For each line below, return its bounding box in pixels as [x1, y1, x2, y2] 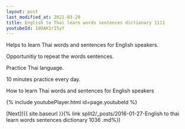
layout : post [6, 8, 38, 15]
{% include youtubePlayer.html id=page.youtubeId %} [6, 99, 138, 106]
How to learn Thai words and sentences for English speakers [6, 87, 155, 95]
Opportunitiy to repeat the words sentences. [6, 53, 114, 60]
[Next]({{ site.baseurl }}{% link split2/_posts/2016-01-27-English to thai [6, 110, 180, 117]
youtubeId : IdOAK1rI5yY [6, 25, 65, 31]
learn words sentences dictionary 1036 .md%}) [6, 117, 121, 124]
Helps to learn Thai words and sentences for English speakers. [6, 41, 159, 49]
